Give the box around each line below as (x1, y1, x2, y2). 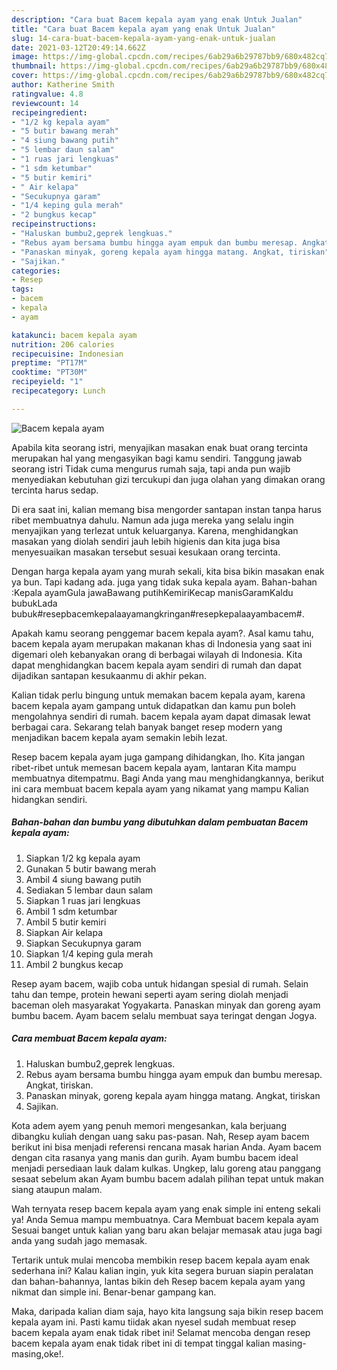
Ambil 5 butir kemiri (25, 916, 107, 928)
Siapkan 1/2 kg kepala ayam (25, 852, 141, 864)
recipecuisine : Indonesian (11, 349, 124, 359)
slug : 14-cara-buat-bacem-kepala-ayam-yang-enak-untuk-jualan (11, 33, 276, 43)
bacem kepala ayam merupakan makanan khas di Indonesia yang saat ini (11, 637, 313, 650)
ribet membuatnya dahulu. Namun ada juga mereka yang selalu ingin (11, 514, 294, 526)
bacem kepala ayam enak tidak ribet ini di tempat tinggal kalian (11, 1337, 271, 1349)
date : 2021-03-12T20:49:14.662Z (11, 42, 146, 53)
